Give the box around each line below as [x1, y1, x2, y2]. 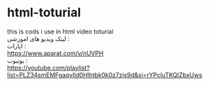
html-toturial [7, 5, 81, 20]
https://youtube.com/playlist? [7, 63, 90, 72]
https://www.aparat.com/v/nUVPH [7, 49, 104, 57]
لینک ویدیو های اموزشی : [7, 34, 70, 42]
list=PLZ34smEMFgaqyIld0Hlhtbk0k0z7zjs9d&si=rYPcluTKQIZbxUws [7, 70, 203, 79]
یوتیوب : [7, 56, 28, 64]
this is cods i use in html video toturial [7, 27, 114, 35]
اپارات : [7, 42, 26, 50]
